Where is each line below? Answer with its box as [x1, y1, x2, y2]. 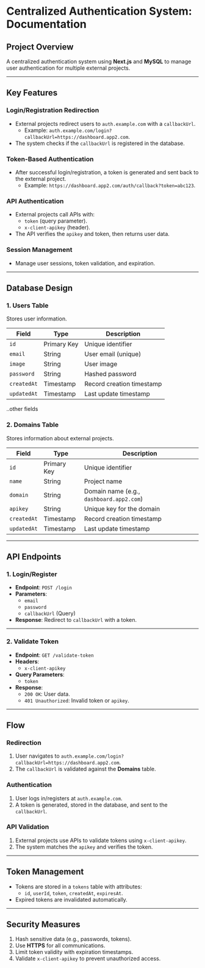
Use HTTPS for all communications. [15, 942, 106, 949]
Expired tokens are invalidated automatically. [15, 896, 128, 903]
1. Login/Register [6, 570, 57, 578]
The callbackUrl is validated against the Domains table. [15, 766, 157, 773]
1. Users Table [6, 301, 49, 309]
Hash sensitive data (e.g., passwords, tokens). [15, 936, 132, 943]
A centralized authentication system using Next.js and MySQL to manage [6, 58, 192, 65]
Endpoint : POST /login [15, 584, 72, 591]
